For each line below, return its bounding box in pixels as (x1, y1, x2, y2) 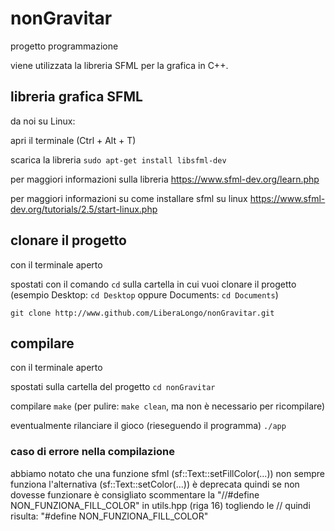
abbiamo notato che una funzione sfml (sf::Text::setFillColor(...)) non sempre (10, 467, 326, 479)
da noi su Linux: (10, 115, 76, 127)
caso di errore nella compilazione (10, 445, 175, 459)
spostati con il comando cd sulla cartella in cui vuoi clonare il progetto (10, 278, 297, 290)
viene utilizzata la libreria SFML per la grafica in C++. (10, 59, 229, 71)
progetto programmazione (10, 40, 119, 52)
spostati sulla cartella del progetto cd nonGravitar (10, 381, 216, 393)
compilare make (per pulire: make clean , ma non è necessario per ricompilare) (10, 400, 326, 412)
